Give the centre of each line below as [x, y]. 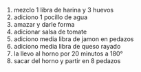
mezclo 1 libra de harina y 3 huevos [64, 10]
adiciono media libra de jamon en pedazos [74, 39]
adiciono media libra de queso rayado [67, 46]
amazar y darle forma [44, 24]
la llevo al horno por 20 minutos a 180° [68, 53]
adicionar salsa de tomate [50, 32]
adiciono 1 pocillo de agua [51, 17]
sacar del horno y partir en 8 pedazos [67, 61]
